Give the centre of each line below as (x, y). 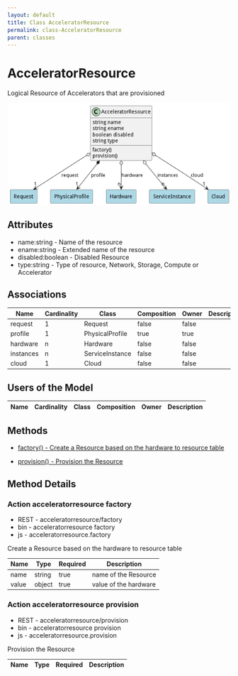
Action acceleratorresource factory (70, 504)
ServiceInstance (108, 353)
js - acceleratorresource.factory (64, 534)
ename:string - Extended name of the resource (86, 249)
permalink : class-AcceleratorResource (64, 30)
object (44, 584)
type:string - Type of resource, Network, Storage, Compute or (108, 265)
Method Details (42, 484)
